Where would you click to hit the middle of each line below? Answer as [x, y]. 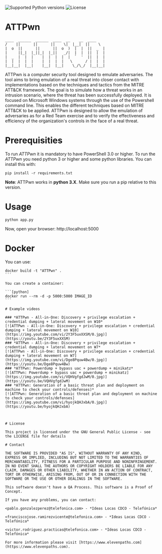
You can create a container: [34, 283]
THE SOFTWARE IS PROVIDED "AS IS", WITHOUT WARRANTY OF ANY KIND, [73, 453]
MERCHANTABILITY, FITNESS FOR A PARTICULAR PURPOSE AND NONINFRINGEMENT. [81, 462]
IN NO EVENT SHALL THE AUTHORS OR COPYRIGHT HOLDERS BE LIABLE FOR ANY [79, 466]
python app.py [19, 220]
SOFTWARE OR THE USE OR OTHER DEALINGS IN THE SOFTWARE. [64, 479]
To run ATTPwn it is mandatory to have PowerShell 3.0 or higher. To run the [80, 154]
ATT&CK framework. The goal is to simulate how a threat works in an [74, 90]
